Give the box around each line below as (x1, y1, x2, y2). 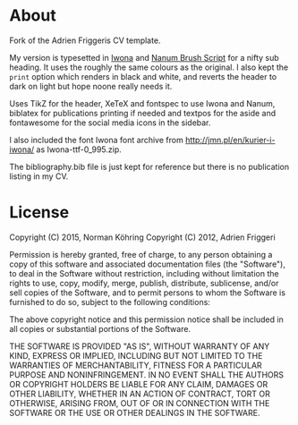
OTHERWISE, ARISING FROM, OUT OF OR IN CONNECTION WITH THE (9, 397, 270, 408)
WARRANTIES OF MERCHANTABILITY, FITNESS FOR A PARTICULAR (9, 360, 262, 370)
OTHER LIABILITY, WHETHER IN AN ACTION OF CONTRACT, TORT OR (9, 388, 270, 399)
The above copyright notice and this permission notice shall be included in (9, 314, 284, 325)
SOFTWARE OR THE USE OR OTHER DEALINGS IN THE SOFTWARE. (9, 407, 260, 418)
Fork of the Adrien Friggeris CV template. (9, 35, 161, 46)
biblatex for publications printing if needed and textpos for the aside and (9, 107, 277, 118)
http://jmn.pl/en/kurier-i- (184, 134, 276, 145)
